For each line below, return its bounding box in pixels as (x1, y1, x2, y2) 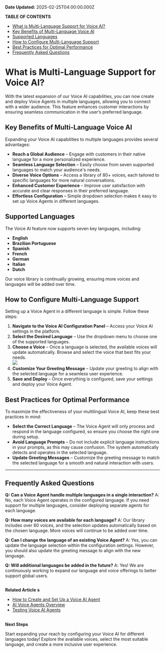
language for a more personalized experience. (12, 156, 106, 162)
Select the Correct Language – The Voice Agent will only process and (12, 423, 155, 430)
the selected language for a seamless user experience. (12, 371, 124, 377)
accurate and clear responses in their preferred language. (12, 187, 129, 193)
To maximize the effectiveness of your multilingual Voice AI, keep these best (5, 408, 160, 415)
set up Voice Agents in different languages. (12, 198, 100, 204)
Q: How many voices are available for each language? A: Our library (5, 517, 145, 523)
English (12, 235, 28, 241)
